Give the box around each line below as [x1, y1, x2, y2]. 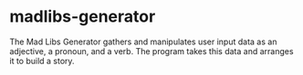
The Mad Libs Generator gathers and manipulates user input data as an [9, 36, 277, 47]
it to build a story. [9, 55, 75, 66]
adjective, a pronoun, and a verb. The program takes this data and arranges [9, 45, 294, 56]
